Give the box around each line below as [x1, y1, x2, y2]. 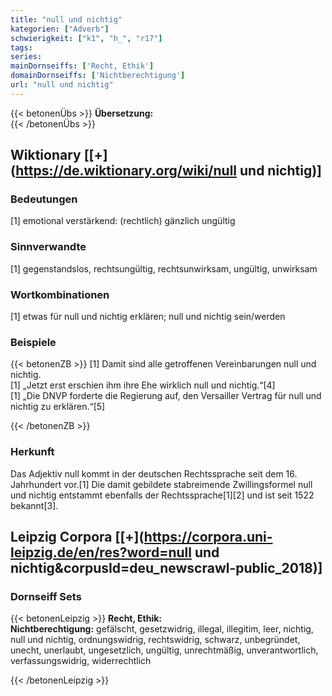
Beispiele [10, 335, 57, 349]
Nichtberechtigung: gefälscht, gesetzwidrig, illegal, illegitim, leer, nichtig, [10, 623, 314, 635]
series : [10, 52, 43, 62]
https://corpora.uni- [143, 529, 273, 546]
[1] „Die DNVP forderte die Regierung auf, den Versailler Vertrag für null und [10, 390, 322, 402]
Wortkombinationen [10, 287, 110, 301]
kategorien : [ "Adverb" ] [10, 24, 110, 34]
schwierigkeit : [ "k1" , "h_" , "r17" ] [10, 33, 163, 43]
